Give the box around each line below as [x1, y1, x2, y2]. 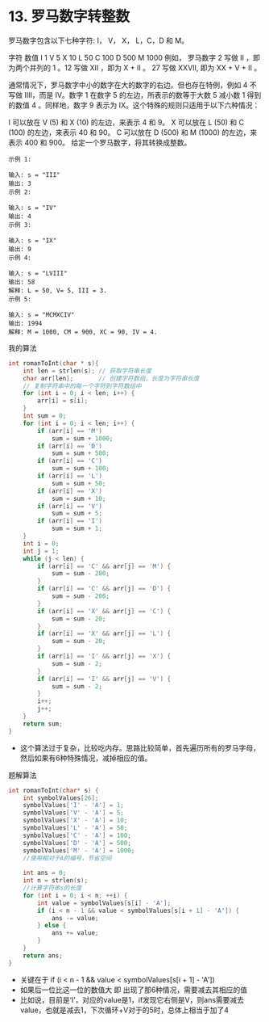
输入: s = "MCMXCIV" [8, 310, 75, 319]
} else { [37, 922, 67, 930]
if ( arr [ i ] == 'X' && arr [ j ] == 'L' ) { [37, 629, 172, 638]
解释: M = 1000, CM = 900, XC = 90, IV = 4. [8, 328, 158, 336]
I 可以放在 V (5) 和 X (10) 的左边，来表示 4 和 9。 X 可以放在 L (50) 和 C [8, 117, 244, 127]
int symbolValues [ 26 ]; [23, 793, 99, 802]
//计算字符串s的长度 [23, 884, 82, 893]
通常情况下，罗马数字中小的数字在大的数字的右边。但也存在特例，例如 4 [8, 80, 248, 90]
